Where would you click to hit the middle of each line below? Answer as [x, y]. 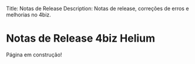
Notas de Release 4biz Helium [81, 38]
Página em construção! [34, 55]
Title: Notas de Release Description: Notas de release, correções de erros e [97, 9]
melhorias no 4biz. [28, 15]
